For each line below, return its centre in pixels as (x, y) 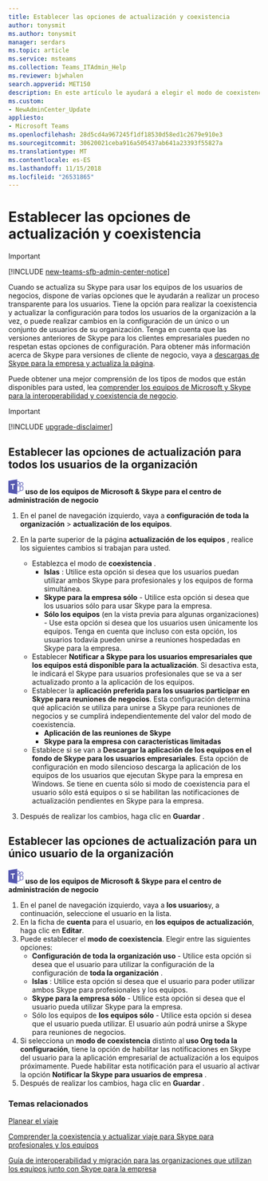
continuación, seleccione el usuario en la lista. (95, 913)
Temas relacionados (49, 1104)
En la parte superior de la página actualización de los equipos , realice (136, 539)
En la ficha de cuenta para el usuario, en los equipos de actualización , (137, 922)
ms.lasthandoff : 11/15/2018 (55, 168)
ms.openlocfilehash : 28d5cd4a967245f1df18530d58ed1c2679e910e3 (116, 135)
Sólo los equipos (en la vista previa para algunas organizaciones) (151, 614)
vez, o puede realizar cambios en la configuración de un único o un (119, 321)
